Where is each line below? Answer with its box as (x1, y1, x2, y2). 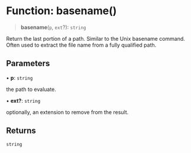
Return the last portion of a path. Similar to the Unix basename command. (6, 35, 185, 42)
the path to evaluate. (6, 86, 56, 93)
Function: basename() (6, 4, 117, 18)
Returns (6, 126, 37, 136)
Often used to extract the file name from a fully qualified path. (6, 41, 157, 48)
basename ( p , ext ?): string (20, 24, 86, 31)
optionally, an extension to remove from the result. (6, 108, 129, 116)
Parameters (6, 58, 50, 69)
